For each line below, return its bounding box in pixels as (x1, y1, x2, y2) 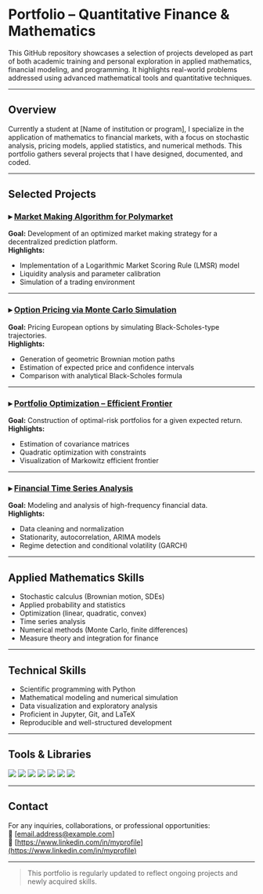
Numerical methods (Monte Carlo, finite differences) (19, 626, 189, 635)
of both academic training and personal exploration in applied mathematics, (8, 57, 252, 66)
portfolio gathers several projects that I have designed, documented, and (8, 149, 243, 159)
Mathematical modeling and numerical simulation (19, 692, 178, 702)
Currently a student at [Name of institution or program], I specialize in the (8, 124, 244, 133)
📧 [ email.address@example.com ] (8, 829, 115, 838)
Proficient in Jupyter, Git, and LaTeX (19, 709, 135, 719)
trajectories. (8, 330, 47, 340)
